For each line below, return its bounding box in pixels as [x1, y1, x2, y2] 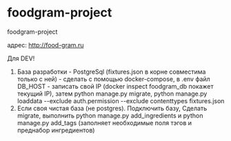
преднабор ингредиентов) [17, 126, 95, 134]
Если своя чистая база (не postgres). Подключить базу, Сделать [17, 104, 208, 112]
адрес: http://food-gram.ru [7, 41, 84, 49]
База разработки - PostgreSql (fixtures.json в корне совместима [17, 67, 206, 76]
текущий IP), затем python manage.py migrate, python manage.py [17, 89, 208, 98]
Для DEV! [7, 54, 35, 63]
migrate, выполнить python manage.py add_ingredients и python [17, 111, 203, 120]
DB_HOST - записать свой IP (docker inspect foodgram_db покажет [17, 82, 214, 90]
